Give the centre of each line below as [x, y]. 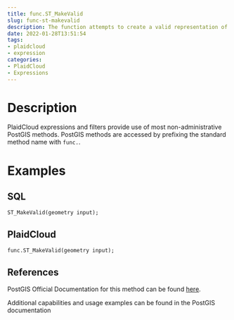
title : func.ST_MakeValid [45, 14]
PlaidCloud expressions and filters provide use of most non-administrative [115, 127]
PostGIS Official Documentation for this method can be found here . [104, 289]
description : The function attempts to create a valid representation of [118, 27]
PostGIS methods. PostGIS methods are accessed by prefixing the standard [117, 135]
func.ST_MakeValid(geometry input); [61, 251]
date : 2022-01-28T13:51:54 [47, 33]
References [33, 272]
